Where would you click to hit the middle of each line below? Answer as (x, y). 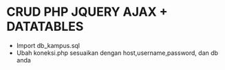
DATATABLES (45, 26)
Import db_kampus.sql (48, 45)
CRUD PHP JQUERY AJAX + (87, 12)
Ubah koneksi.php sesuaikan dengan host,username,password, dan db (117, 53)
